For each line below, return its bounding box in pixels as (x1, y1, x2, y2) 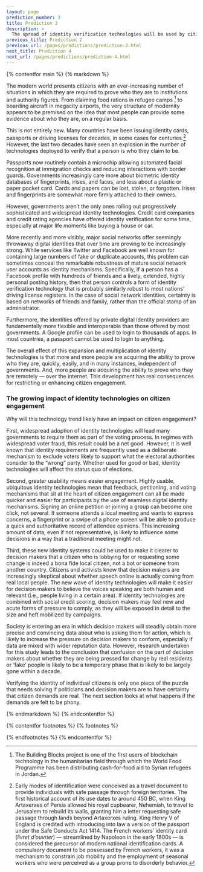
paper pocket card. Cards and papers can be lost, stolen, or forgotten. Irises (6, 184, 196, 192)
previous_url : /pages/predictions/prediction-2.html (6, 43, 142, 49)
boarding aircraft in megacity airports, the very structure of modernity (6, 102, 180, 109)
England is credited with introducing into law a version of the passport (14, 821, 190, 828)
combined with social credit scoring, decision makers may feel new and (6, 598, 184, 606)
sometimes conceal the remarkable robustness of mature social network (6, 259, 187, 266)
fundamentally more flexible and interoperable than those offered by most (6, 322, 190, 329)
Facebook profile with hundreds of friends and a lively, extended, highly (6, 272, 185, 279)
